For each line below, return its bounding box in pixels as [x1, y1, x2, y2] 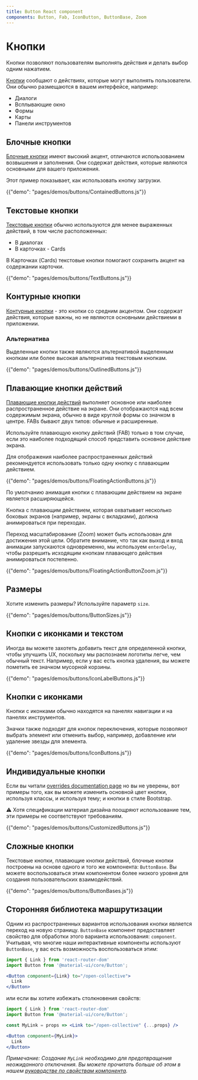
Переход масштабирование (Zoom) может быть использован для [6, 531, 172, 538]
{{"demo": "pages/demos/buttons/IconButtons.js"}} [6, 750, 132, 757]
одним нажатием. [6, 66, 51, 73]
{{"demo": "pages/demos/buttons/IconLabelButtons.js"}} [6, 674, 145, 682]
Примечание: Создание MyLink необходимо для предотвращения [6, 1055, 172, 1062]
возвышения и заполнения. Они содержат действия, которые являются [6, 159, 187, 166]
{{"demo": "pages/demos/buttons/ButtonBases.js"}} [6, 888, 134, 895]
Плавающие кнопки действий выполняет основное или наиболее [6, 398, 172, 406]
